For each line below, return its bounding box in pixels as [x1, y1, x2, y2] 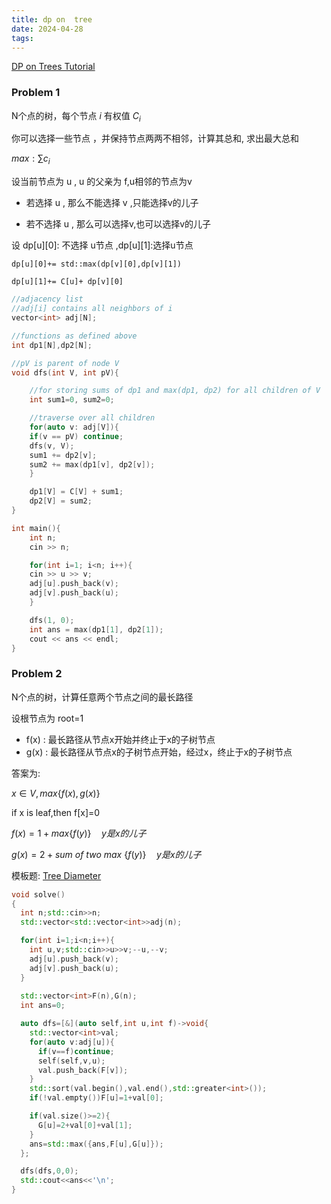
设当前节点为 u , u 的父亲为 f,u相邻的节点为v [11, 176, 193, 188]
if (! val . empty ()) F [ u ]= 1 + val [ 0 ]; [29, 1093, 164, 1103]
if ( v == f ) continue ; [37, 1046, 115, 1056]
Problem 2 [11, 667, 63, 681]
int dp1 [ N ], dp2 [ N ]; [11, 340, 93, 350]
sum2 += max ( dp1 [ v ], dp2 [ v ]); [29, 459, 156, 470]
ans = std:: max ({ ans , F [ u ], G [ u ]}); [29, 1139, 164, 1149]
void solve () [11, 889, 66, 900]
